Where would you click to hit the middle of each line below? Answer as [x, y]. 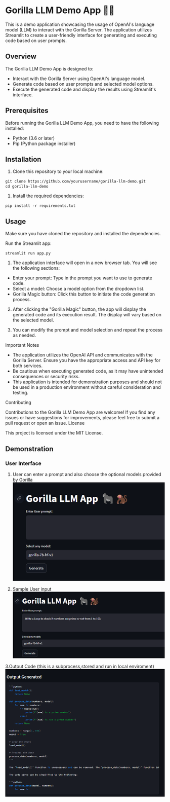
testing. [20, 393]
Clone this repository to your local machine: [58, 171]
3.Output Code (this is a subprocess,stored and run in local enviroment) [80, 667]
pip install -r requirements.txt [40, 206]
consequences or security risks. [46, 377]
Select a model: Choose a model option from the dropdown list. [78, 289]
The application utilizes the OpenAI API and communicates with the [83, 355]
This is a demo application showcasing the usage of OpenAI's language [80, 24]
